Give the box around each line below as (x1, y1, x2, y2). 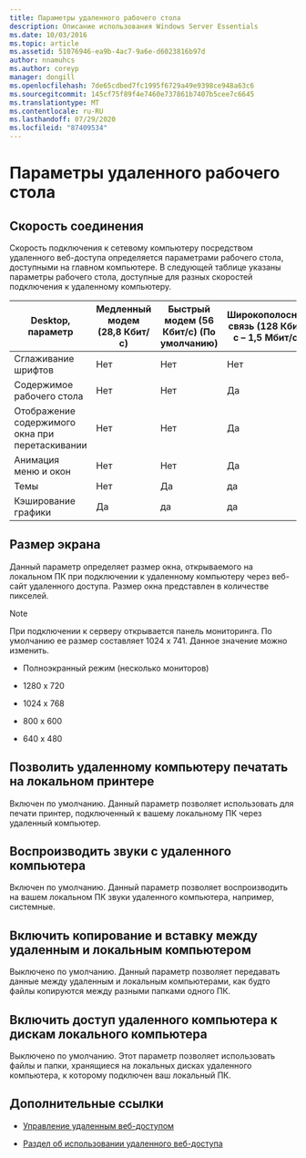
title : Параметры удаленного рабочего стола (9, 13, 181, 23)
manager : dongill (9, 73, 76, 82)
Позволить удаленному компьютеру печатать (9, 760, 289, 775)
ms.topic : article (9, 38, 79, 48)
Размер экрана (9, 537, 101, 552)
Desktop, (30, 314, 71, 326)
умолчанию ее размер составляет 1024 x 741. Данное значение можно (9, 635, 288, 646)
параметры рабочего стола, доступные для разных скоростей (9, 272, 253, 282)
